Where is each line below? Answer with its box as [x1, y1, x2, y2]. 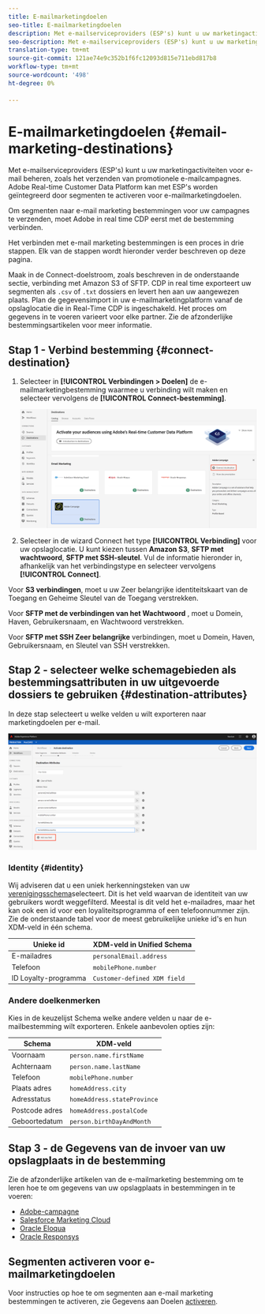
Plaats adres [11, 1083, 52, 1093]
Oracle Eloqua [19, 1224, 66, 1233]
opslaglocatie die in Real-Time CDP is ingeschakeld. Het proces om [8, 304, 227, 313]
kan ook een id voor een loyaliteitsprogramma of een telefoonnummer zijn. [8, 905, 250, 915]
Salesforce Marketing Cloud [19, 1215, 111, 1225]
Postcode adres [11, 1106, 63, 1115]
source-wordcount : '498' [8, 71, 90, 79]
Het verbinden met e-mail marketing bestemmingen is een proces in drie [8, 238, 244, 248]
